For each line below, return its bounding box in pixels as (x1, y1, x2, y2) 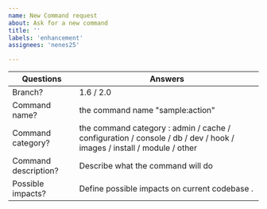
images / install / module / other (79, 142, 197, 153)
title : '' (8, 26, 41, 34)
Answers (149, 73, 184, 84)
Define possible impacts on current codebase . (79, 184, 254, 195)
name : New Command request (8, 11, 98, 20)
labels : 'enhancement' (8, 33, 83, 42)
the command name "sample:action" (79, 105, 216, 116)
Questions (21, 73, 62, 84)
